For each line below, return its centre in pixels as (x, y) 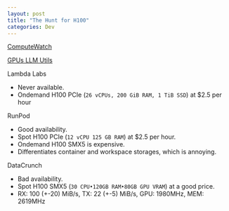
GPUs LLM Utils (30, 60)
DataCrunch (25, 165)
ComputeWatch (30, 47)
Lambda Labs (27, 74)
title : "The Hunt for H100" (48, 20)
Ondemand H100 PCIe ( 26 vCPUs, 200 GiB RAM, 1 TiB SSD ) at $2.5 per (120, 95)
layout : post (26, 14)
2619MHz (31, 201)
